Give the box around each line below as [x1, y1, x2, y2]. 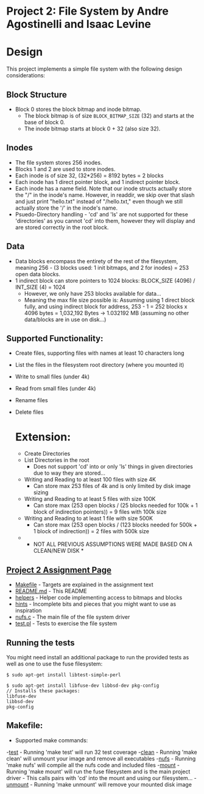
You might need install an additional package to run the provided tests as [6, 653, 189, 661]
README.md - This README [15, 587, 87, 595]
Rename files [15, 397, 48, 404]
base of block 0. [24, 118, 65, 126]
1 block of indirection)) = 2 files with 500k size [33, 528, 149, 535]
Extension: [15, 430, 71, 444]
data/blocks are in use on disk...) [24, 316, 107, 323]
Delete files [15, 408, 44, 416]
